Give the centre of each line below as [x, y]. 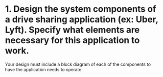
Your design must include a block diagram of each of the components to [78, 64]
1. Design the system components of [81, 9]
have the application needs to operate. [44, 69]
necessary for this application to [72, 40]
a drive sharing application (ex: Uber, [82, 19]
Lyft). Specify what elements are [72, 30]
